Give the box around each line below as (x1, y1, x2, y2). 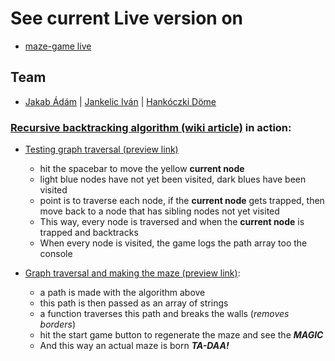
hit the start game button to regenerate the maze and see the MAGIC (39, 329, 324, 341)
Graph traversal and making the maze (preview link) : (24, 267, 241, 279)
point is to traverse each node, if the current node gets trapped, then (39, 195, 325, 207)
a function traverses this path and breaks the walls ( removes (39, 308, 290, 320)
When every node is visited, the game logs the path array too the (39, 237, 308, 249)
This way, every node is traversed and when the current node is (39, 216, 305, 228)
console (39, 248, 73, 260)
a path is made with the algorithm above (39, 287, 206, 299)
